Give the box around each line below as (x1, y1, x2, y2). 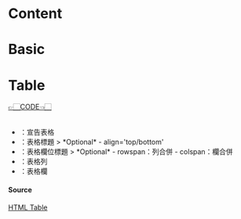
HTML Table (8, 203, 48, 212)
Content (8, 5, 63, 23)
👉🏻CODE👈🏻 (8, 102, 52, 112)
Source (8, 185, 33, 194)
